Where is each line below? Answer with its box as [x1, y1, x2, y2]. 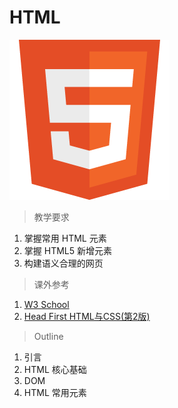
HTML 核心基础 [23, 363, 87, 375]
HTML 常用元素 [23, 386, 87, 398]
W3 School [23, 298, 70, 310]
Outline [33, 330, 64, 342]
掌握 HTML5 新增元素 [23, 244, 112, 256]
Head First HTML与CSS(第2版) [23, 310, 151, 322]
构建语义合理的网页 [23, 257, 104, 269]
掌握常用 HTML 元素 [23, 232, 107, 244]
